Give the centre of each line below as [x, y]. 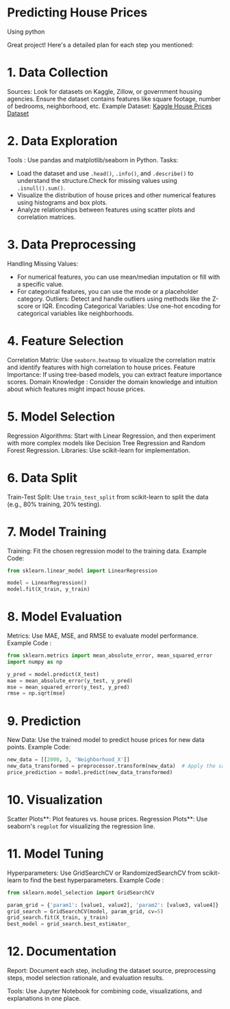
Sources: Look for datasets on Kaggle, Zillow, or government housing [104, 91]
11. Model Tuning [55, 854]
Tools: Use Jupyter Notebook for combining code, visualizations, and [104, 991]
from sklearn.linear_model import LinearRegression [82, 571]
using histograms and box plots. [62, 202]
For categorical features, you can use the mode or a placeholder [108, 291]
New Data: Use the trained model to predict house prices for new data [106, 740]
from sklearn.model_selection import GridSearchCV [81, 893]
